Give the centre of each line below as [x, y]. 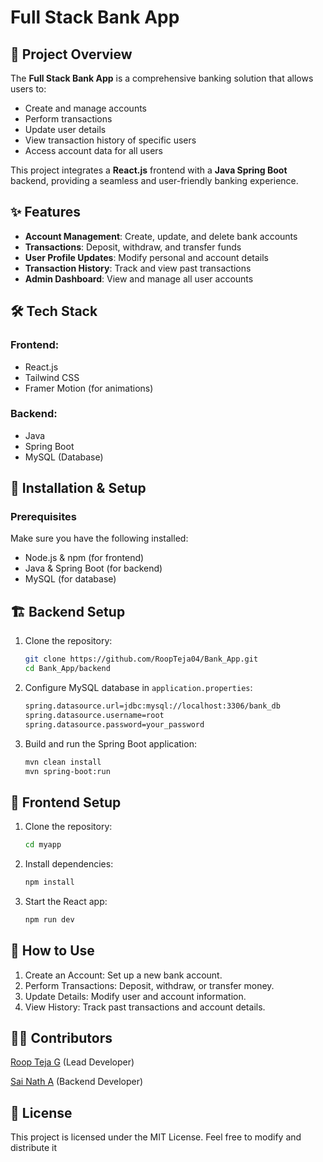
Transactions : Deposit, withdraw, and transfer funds [133, 247]
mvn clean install [63, 762]
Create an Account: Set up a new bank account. [123, 975]
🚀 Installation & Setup [78, 488]
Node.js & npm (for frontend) [84, 558]
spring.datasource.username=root [94, 715]
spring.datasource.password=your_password [114, 724]
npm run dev [49, 919]
